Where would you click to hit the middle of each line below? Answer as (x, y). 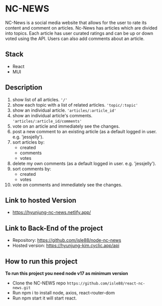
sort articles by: (28, 142)
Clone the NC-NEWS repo (39, 283)
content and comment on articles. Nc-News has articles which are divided (81, 28)
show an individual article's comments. (52, 115)
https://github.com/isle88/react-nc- (106, 283)
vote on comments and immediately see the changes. (67, 185)
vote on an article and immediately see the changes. (66, 126)
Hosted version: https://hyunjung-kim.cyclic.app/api (66, 245)
